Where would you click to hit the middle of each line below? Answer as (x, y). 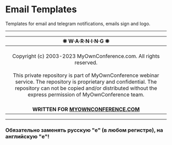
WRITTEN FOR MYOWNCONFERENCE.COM (86, 109)
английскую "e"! (27, 136)
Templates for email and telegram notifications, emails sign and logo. (78, 24)
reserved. (86, 63)
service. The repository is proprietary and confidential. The (86, 81)
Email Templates (41, 9)
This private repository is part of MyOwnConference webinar (86, 75)
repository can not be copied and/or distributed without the (86, 88)
